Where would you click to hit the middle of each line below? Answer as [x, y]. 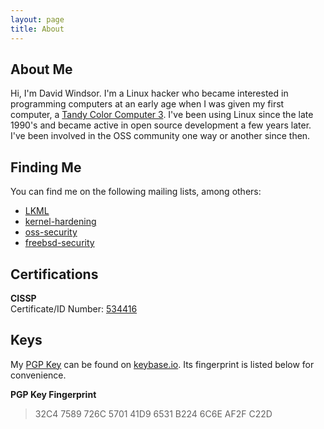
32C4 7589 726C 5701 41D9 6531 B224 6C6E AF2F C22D [153, 413]
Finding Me [46, 167]
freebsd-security [59, 243]
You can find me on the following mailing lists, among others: [136, 192]
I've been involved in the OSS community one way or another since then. [160, 136]
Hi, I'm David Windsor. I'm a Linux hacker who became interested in [149, 93]
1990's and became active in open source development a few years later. [161, 125]
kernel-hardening [60, 222]
